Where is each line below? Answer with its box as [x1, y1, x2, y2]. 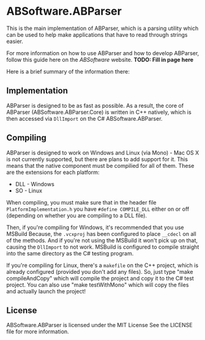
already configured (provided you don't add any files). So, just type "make [6, 268, 193, 275]
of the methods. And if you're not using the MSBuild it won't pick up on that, [6, 236, 198, 244]
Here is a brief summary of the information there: [6, 67, 130, 75]
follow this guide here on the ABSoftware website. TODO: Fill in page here [6, 56, 194, 63]
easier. [6, 37, 23, 45]
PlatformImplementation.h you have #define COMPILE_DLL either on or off [6, 205, 190, 213]
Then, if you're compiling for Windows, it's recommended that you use [6, 224, 184, 231]
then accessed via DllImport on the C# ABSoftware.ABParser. [6, 115, 163, 122]
